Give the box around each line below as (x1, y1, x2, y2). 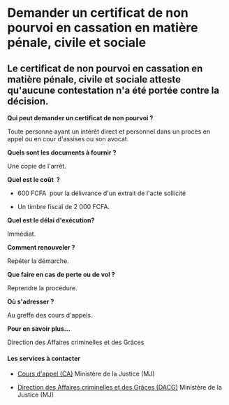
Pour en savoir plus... (7, 325, 71, 333)
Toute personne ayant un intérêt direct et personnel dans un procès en (7, 127, 211, 136)
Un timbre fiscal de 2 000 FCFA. (17, 203, 110, 211)
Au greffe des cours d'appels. (7, 311, 93, 319)
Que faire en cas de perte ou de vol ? (7, 271, 115, 278)
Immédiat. (7, 229, 36, 238)
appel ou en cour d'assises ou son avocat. (7, 135, 129, 143)
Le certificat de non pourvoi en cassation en (7, 62, 203, 74)
